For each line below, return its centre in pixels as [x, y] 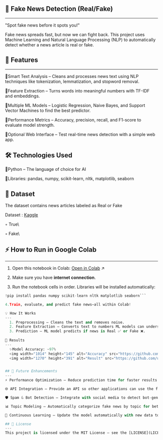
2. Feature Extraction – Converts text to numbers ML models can [77, 327]
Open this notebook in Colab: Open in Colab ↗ [58, 268]
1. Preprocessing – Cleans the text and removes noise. [67, 322]
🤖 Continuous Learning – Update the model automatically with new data [79, 415]
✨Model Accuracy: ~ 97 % [33, 349]
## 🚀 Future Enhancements [31, 371]
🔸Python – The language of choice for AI [46, 169]
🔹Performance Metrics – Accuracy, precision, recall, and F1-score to [73, 120]
